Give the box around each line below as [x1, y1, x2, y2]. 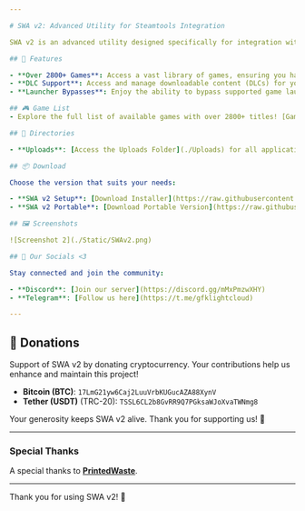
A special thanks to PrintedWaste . [9, 466, 138, 476]
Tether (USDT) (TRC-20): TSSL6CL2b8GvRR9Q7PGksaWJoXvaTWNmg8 [22, 396, 259, 407]
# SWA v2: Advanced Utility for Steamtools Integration [9, 21, 225, 30]
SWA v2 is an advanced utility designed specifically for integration [9, 37, 282, 46]
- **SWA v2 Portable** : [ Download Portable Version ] [9, 203, 213, 212]
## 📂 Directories [9, 128, 75, 137]
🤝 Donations [9, 335, 80, 350]
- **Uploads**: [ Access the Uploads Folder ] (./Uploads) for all [9, 145, 258, 155]
